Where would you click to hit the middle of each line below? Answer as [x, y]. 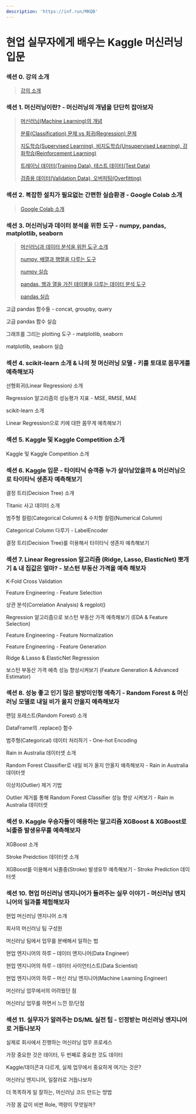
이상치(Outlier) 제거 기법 [34, 785]
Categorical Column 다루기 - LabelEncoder [57, 530]
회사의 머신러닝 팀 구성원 [34, 928]
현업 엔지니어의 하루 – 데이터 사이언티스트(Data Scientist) [72, 966]
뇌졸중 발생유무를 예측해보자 [43, 830]
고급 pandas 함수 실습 [31, 321]
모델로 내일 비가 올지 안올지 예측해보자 [69, 702]
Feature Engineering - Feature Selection [54, 593]
